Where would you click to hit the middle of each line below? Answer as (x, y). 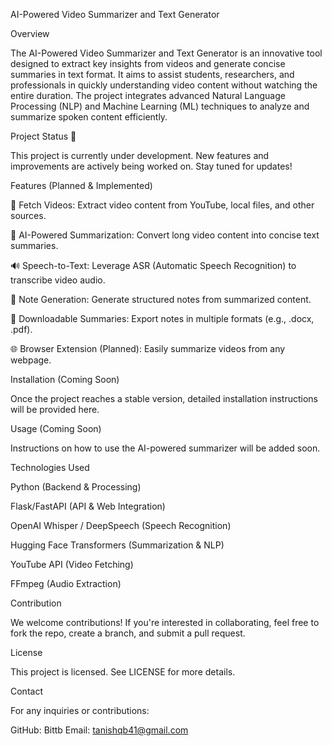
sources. (28, 215)
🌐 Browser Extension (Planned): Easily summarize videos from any (148, 348)
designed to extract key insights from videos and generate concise (148, 63)
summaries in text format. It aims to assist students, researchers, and (152, 74)
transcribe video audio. (58, 280)
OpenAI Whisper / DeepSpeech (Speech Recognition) (121, 525)
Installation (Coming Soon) (65, 379)
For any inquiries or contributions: (80, 710)
